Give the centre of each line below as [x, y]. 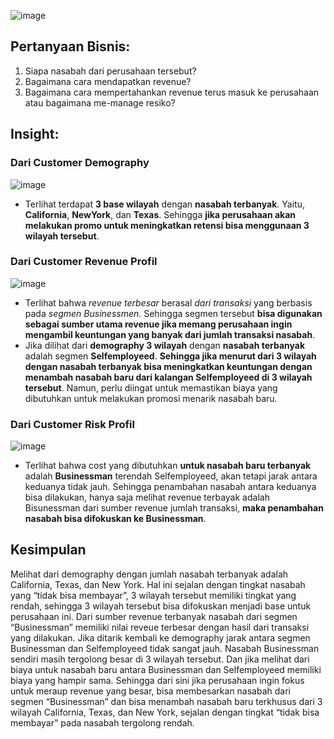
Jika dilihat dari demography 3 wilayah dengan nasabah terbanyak [165, 345]
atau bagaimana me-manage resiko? [100, 102]
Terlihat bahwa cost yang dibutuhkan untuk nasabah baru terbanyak [168, 466]
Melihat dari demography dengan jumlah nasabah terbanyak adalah [149, 574]
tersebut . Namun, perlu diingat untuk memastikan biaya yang [151, 387]
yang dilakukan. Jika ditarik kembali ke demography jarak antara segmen [160, 637]
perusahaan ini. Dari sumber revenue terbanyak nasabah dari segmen [154, 616]
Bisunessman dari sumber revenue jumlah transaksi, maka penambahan [174, 508]
